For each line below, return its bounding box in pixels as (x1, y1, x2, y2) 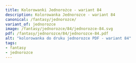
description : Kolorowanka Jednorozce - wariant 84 (5, 12, 116, 17)
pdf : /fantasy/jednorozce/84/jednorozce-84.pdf (5, 31, 109, 36)
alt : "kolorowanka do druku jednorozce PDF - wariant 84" (5, 36, 131, 41)
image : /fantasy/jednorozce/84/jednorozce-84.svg (5, 26, 114, 31)
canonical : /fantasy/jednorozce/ (5, 17, 77, 22)
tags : (5, 41, 17, 46)
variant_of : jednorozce (5, 21, 56, 27)
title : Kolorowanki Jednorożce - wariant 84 (5, 7, 102, 13)
